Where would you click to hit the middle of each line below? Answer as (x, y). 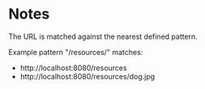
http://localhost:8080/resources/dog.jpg (88, 76)
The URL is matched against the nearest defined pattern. (103, 36)
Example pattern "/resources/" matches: (76, 52)
